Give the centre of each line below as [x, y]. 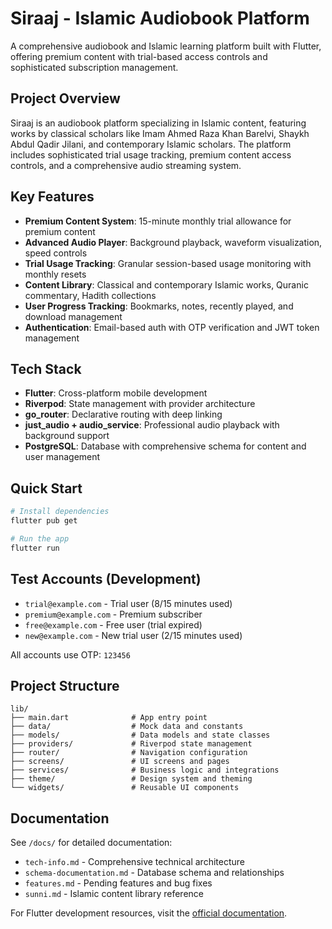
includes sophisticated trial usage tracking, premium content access [151, 154]
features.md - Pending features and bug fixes [118, 883]
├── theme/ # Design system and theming [131, 779]
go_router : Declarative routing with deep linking [123, 414]
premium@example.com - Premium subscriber [113, 614]
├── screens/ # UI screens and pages [120, 762]
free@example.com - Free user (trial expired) [113, 624]
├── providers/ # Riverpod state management [131, 744]
